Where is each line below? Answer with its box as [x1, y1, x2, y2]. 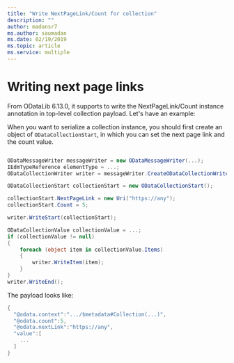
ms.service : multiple [7, 49, 70, 56]
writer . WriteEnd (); [7, 278, 64, 285]
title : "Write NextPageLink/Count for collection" [7, 10, 157, 17]
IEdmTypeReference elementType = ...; [7, 163, 120, 170]
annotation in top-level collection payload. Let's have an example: [7, 109, 196, 118]
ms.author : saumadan [7, 29, 68, 37]
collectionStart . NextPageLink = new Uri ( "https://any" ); [7, 195, 176, 202]
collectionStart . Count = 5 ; [7, 202, 89, 209]
